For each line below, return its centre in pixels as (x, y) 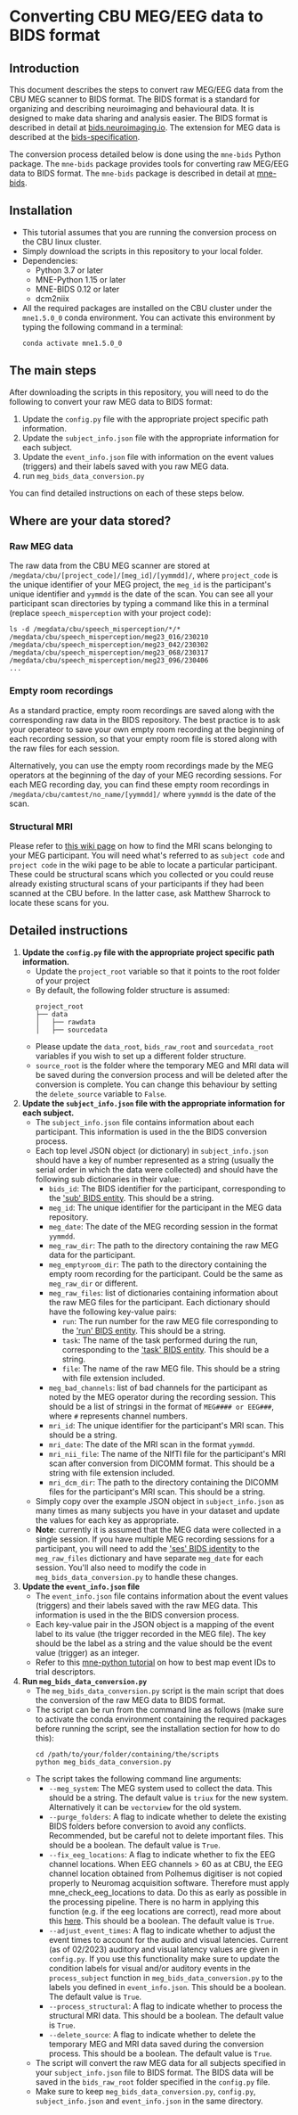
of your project (63, 980)
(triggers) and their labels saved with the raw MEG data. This (146, 1605)
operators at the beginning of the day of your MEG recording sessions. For (145, 775)
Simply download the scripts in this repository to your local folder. (142, 251)
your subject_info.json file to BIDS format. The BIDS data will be (154, 2072)
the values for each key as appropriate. (107, 1520)
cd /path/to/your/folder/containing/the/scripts (127, 1754)
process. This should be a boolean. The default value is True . (161, 2053)
